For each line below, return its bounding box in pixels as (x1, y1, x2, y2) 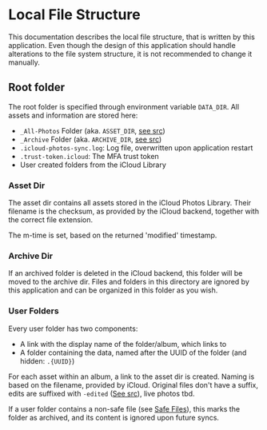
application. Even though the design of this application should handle (8, 40, 236, 50)
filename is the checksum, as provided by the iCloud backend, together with (8, 206, 260, 217)
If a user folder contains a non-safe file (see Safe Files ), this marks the (8, 404, 241, 413)
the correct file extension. (8, 215, 94, 225)
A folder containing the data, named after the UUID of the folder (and (19, 348, 247, 357)
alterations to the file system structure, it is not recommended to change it (8, 49, 253, 58)
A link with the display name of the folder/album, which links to (19, 339, 227, 348)
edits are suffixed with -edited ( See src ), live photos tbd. (8, 388, 195, 398)
